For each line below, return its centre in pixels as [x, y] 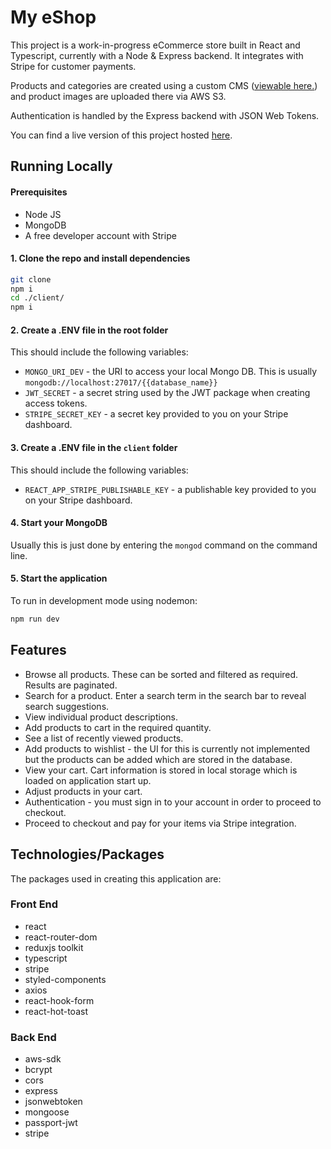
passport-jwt [51, 1123]
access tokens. [56, 403]
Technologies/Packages [87, 854]
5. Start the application [59, 578]
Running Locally [61, 166]
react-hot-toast [56, 1011]
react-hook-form [59, 1000]
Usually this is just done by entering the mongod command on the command [164, 545]
